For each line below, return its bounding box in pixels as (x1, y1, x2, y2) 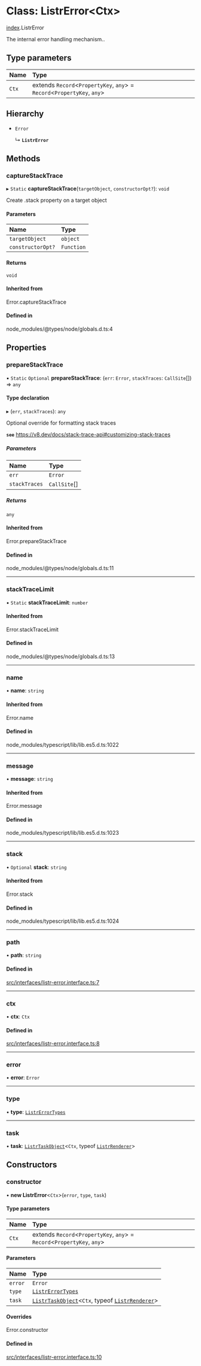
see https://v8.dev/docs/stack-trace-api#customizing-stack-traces (6, 431, 170, 438)
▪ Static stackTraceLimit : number (6, 599, 89, 606)
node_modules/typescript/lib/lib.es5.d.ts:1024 (6, 917, 120, 925)
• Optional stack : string (6, 864, 67, 871)
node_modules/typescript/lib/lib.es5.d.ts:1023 (6, 829, 120, 837)
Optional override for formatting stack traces (6, 419, 117, 426)
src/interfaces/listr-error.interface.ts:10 (6, 1353, 102, 1361)
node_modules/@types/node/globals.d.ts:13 (6, 653, 115, 660)
